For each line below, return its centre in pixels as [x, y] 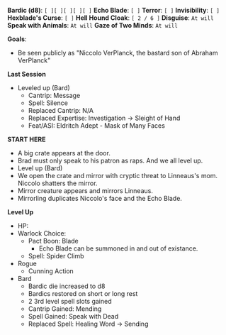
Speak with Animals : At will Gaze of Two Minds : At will [93, 25]
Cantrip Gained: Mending [65, 309]
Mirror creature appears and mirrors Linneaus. [85, 191]
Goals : [17, 39]
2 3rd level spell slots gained [70, 301]
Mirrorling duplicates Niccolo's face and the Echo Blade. [100, 198]
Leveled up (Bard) [44, 88]
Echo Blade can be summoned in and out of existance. [118, 248]
